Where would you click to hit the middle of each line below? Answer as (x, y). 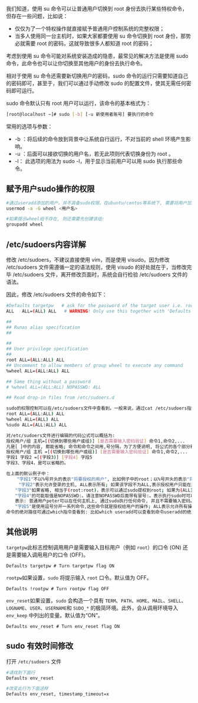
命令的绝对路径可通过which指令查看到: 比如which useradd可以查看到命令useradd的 (97, 512)
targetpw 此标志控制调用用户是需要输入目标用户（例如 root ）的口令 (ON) (94, 547)
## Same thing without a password (49, 382)
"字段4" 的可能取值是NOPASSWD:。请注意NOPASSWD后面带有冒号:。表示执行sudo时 (100, 496)
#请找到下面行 (21, 672)
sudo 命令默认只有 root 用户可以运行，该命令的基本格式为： (79, 103)
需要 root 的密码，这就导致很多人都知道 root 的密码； (90, 43)
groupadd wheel (25, 224)
